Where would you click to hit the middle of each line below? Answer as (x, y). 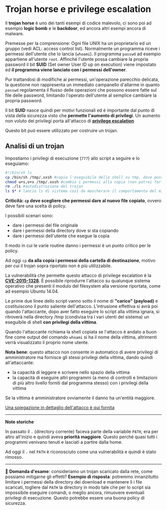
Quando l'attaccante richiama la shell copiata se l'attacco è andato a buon (81, 332)
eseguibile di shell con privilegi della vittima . (51, 322)
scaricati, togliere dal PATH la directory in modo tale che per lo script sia (78, 488)
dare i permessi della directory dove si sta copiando (65, 231)
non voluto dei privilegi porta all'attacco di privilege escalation (70, 121)
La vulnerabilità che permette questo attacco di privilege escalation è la (78, 276)
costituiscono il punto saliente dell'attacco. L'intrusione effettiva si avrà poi (82, 306)
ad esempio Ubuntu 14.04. (32, 291)
